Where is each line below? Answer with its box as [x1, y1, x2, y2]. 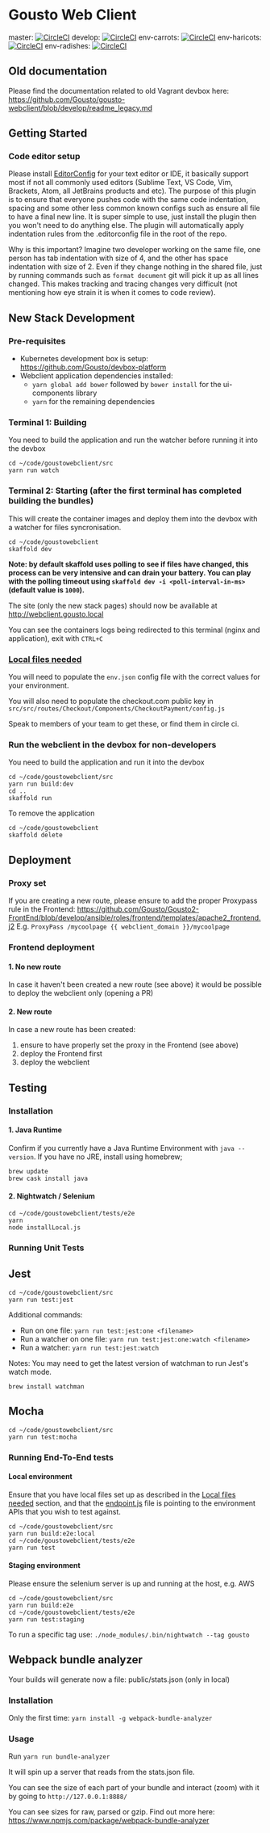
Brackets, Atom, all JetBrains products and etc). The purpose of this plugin [8, 186, 256, 196]
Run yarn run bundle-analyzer [8, 1751, 110, 1761]
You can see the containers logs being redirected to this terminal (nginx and [8, 625, 260, 634]
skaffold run [8, 794, 52, 803]
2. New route [8, 1006, 52, 1016]
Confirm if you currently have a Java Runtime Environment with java [8, 1143, 235, 1152]
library [75, 388, 98, 398]
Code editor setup [8, 151, 81, 162]
